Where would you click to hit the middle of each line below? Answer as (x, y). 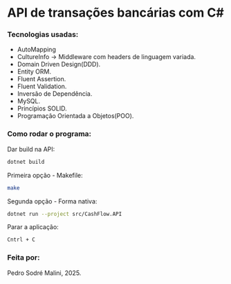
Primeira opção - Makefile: (45, 175)
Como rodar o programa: (49, 134)
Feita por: (24, 258)
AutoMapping (37, 49)
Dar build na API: (31, 149)
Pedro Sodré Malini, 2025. (44, 273)
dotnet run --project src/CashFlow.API (65, 214)
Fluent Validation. (42, 86)
